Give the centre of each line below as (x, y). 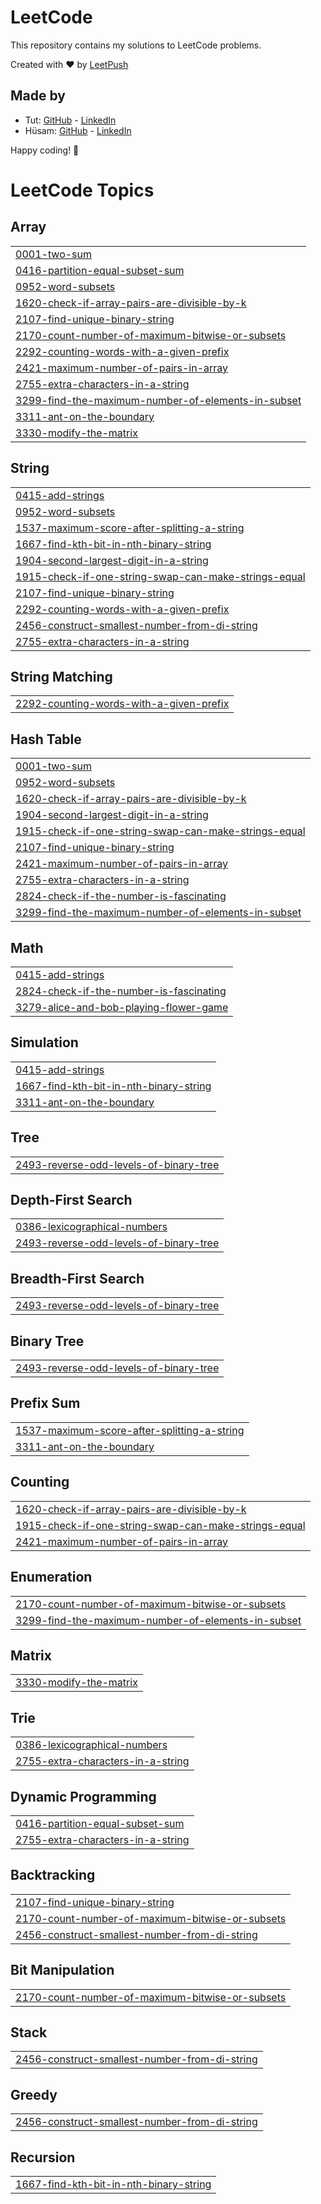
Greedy (34, 2094)
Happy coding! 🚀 (45, 150)
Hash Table (46, 739)
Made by (38, 96)
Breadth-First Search (77, 1278)
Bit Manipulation (62, 1970)
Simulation (44, 1042)
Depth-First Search (71, 1200)
